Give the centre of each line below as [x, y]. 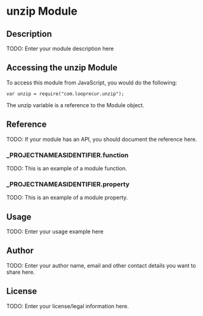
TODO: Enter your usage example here [55, 231]
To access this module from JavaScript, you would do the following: [92, 82]
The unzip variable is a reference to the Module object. [76, 105]
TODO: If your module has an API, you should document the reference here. [102, 139]
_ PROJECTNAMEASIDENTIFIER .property [68, 184]
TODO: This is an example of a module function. [67, 168]
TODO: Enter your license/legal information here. [68, 306]
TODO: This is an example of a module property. [67, 198]
